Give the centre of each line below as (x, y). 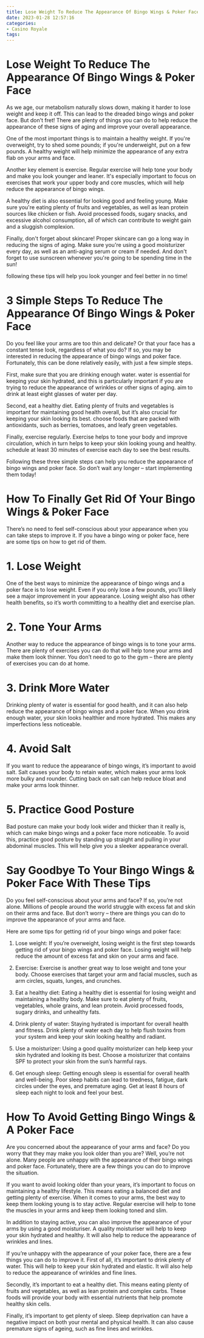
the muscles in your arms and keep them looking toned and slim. (87, 1210)
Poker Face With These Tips (78, 883)
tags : (13, 35)
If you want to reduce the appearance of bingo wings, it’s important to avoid (101, 765)
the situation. (23, 1173)
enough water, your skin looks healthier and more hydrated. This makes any (101, 718)
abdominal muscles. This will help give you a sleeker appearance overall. (97, 845)
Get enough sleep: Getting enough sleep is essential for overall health (102, 1073)
